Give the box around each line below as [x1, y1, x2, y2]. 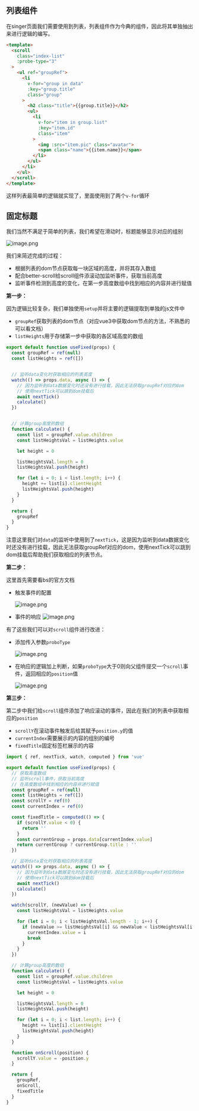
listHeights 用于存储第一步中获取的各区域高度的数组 [14, 332, 144, 340]
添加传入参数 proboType [14, 639, 71, 646]
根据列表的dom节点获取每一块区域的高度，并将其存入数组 [14, 264, 156, 272]
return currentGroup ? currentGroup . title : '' [17, 842, 137, 848]
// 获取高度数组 [11, 770, 46, 776]
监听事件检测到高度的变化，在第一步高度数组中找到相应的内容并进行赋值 [14, 279, 192, 287]
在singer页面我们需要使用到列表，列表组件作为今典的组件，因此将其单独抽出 [6, 23, 194, 30]
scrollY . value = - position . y [17, 1055, 89, 1062]
